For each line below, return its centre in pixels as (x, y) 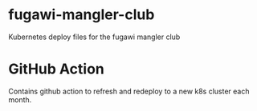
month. (20, 99)
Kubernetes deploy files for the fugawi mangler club (94, 37)
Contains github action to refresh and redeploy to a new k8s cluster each (129, 91)
